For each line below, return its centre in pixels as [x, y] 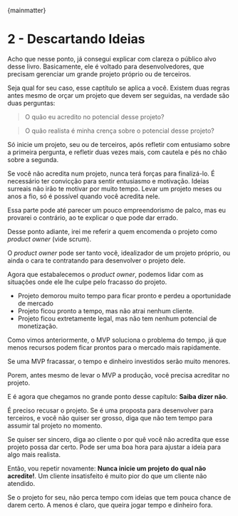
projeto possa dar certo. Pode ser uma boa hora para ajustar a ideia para [114, 447]
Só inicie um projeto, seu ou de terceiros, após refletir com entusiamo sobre [119, 144]
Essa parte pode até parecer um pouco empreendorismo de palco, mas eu [117, 210]
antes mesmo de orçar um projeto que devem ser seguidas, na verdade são [118, 95]
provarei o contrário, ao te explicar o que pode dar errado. [93, 218]
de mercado [35, 303]
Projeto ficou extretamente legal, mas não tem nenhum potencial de [117, 318]
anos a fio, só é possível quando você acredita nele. [84, 196]
